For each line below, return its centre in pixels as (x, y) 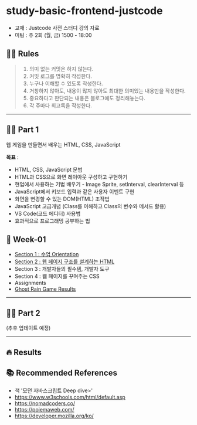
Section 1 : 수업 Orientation (47, 254)
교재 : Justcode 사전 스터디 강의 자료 (57, 28)
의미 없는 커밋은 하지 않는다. (61, 69)
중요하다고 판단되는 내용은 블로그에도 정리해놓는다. (87, 98)
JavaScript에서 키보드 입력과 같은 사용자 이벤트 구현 (74, 191)
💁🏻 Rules (23, 54)
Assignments (30, 283)
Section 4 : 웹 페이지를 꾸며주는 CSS (57, 276)
